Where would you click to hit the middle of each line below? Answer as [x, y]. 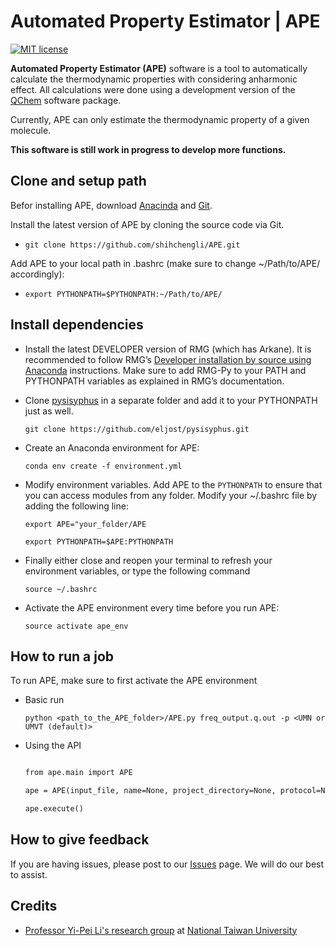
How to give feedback [80, 840]
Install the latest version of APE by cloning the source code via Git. [147, 224]
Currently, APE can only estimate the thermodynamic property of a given [160, 119]
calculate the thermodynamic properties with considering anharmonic [154, 79]
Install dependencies [77, 325]
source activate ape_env [76, 626]
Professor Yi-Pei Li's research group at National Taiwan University [161, 930]
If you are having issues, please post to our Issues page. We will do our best [167, 864]
